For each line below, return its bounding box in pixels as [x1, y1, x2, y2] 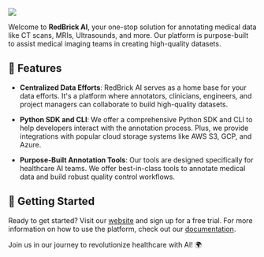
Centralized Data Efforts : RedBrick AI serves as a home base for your [19, 83, 247, 92]
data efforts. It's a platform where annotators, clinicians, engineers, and [19, 91, 252, 100]
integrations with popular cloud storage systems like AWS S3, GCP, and [19, 131, 252, 141]
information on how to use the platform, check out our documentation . [8, 224, 236, 233]
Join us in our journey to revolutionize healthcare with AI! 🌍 [8, 240, 203, 249]
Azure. [19, 140, 42, 149]
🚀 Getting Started [8, 195, 95, 208]
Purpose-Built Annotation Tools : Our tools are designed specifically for [19, 155, 254, 165]
